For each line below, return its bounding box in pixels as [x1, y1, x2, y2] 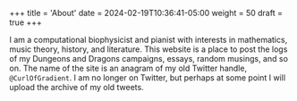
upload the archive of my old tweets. [9, 82, 145, 92]
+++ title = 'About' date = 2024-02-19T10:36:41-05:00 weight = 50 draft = [9, 8, 284, 18]
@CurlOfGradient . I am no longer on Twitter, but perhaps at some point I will [9, 72, 286, 83]
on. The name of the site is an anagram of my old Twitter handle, [9, 63, 248, 73]
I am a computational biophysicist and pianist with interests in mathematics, [9, 35, 288, 45]
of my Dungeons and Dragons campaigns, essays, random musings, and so [9, 54, 289, 63]
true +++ [9, 17, 43, 28]
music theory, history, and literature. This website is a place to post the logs [9, 44, 288, 55]
